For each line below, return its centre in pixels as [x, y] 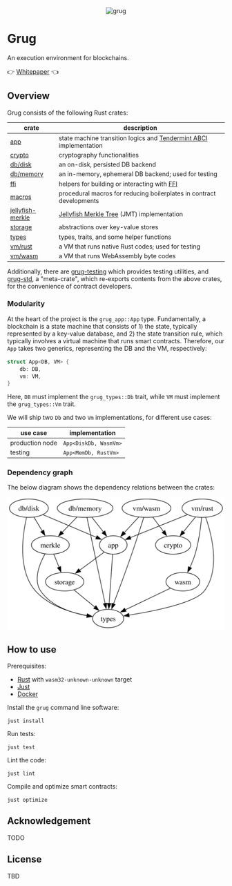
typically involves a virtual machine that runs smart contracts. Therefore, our [116, 340]
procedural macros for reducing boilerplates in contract [137, 193]
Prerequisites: [27, 666]
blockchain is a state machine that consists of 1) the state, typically [102, 326]
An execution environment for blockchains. [68, 57]
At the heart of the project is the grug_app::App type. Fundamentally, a [106, 319]
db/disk [21, 164]
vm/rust [21, 246]
